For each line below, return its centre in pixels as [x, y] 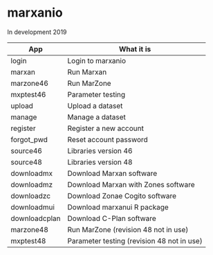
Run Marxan [87, 72]
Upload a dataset [95, 105]
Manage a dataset [96, 117]
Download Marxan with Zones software [131, 184]
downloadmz [32, 184]
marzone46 [29, 83]
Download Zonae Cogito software [122, 195]
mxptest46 [28, 94]
